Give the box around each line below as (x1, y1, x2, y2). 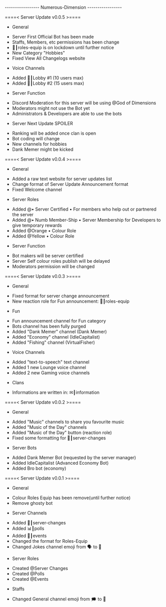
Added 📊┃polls (12, 525, 44, 531)
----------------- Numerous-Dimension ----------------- (5, 5, 122, 10)
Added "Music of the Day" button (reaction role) (12, 430, 112, 435)
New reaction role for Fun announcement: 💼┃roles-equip (12, 298, 130, 304)
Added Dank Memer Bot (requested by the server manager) (12, 455, 136, 460)
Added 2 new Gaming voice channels (12, 370, 90, 376)
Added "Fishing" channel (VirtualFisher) (12, 339, 95, 345)
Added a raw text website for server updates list (12, 176, 112, 182)
